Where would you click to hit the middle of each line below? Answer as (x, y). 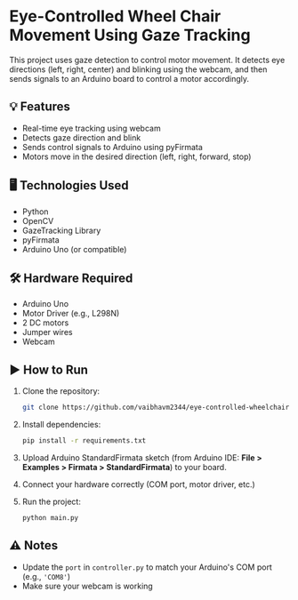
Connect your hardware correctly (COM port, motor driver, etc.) (138, 484)
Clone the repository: (61, 391)
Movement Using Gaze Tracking (130, 35)
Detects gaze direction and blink (81, 137)
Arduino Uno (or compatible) (74, 249)
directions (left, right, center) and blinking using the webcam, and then (138, 69)
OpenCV (38, 220)
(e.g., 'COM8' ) (46, 576)
